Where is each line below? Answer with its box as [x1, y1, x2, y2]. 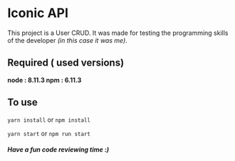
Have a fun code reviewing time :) [7, 145, 110, 154]
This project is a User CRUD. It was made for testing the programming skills [7, 28, 229, 37]
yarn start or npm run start [7, 129, 91, 137]
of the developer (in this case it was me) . [7, 36, 128, 44]
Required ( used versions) [7, 57, 125, 69]
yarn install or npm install [7, 115, 91, 124]
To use [7, 96, 38, 108]
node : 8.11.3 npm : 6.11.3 [7, 76, 82, 84]
